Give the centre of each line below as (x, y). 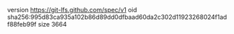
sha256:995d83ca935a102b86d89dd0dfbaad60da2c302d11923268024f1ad (117, 17)
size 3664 (52, 24)
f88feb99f (22, 24)
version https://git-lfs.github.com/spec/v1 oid (72, 10)
